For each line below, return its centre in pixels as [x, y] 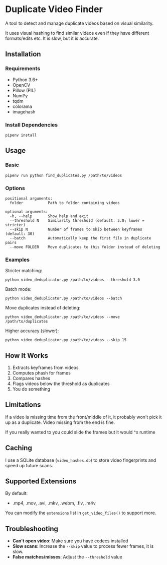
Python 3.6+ [25, 80]
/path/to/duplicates [27, 322]
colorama [22, 106]
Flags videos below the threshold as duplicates [61, 384]
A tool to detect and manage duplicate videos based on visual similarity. [79, 23]
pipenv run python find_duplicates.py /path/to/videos [64, 175]
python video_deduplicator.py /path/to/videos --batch [64, 298]
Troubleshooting [32, 528]
